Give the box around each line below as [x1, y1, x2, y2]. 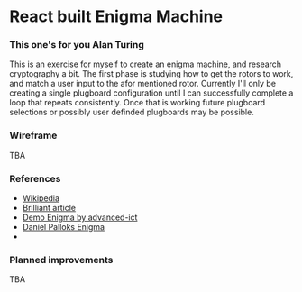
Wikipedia [22, 193, 60, 204]
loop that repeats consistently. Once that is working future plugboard [9, 97, 266, 108]
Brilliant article [22, 203, 77, 214]
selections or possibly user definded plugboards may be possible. [9, 106, 254, 118]
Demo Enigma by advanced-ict [22, 212, 138, 223]
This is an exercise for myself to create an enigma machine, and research [9, 59, 282, 69]
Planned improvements [9, 254, 114, 266]
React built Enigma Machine [9, 6, 224, 27]
